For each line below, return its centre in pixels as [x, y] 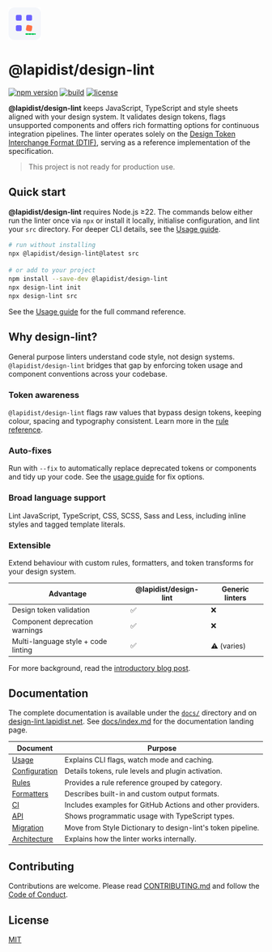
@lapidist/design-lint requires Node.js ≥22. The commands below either [131, 211]
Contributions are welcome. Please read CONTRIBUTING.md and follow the [134, 886]
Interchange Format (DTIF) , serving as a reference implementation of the [130, 142]
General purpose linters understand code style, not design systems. [121, 356]
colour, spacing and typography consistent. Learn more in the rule [119, 421]
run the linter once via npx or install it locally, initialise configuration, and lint [134, 220]
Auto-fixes [30, 450]
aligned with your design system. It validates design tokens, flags [117, 117]
